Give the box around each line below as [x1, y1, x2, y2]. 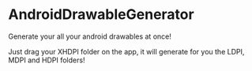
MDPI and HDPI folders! [8, 55, 85, 65]
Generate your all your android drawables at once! [8, 32, 171, 41]
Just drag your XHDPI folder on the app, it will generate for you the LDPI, [8, 47, 245, 56]
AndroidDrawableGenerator [8, 6, 195, 24]
